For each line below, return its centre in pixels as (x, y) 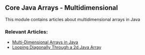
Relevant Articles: (27, 32)
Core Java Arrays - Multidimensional (62, 8)
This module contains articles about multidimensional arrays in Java (72, 19)
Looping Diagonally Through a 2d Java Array (57, 47)
